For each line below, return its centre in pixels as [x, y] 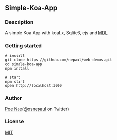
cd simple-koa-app [24, 64]
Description [19, 22]
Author [14, 98]
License [15, 121]
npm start [15, 81]
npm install [17, 68]
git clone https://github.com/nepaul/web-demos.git [58, 60]
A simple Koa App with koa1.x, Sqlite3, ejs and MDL [57, 33]
